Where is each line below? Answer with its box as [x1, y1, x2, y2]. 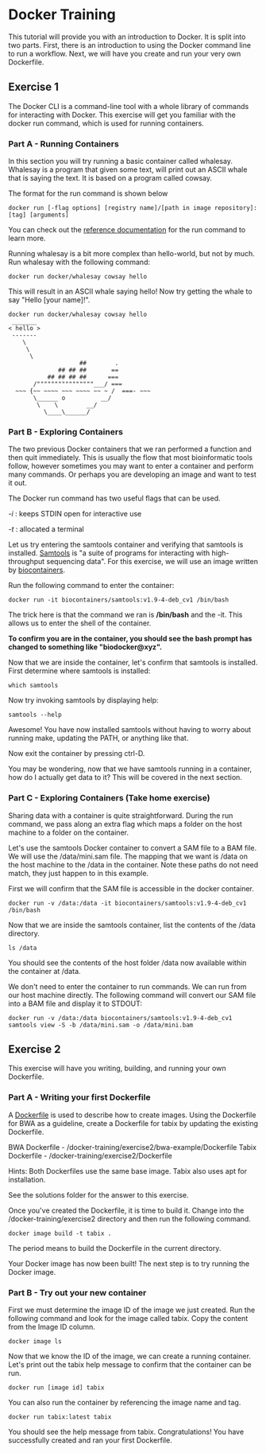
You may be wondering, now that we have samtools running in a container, [8, 764, 253, 773]
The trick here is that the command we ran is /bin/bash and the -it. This [8, 610, 243, 620]
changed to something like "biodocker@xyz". [8, 642, 163, 652]
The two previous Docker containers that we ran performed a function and [8, 444, 252, 454]
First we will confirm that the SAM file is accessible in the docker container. [8, 883, 254, 893]
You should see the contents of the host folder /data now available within [8, 957, 247, 968]
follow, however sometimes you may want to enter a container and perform [8, 462, 254, 471]
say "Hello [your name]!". [8, 295, 91, 305]
